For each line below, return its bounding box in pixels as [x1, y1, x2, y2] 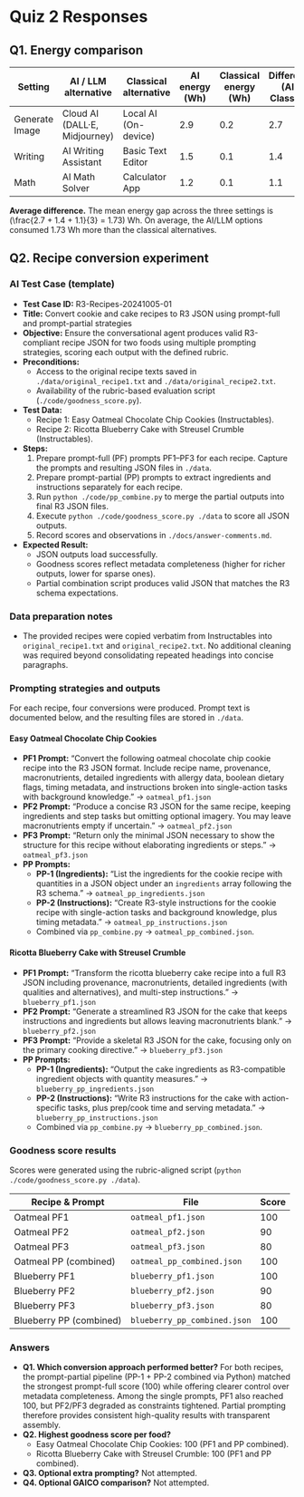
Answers [9, 1341, 50, 1354]
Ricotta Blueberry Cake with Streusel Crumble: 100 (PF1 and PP [35, 1448, 271, 1460]
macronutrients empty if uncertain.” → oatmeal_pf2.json [22, 820, 233, 831]
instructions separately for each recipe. [35, 481, 183, 492]
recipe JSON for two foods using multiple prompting [62, 337, 256, 348]
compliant [22, 337, 61, 348]
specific [35, 1102, 66, 1113]
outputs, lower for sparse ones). [35, 568, 157, 579]
